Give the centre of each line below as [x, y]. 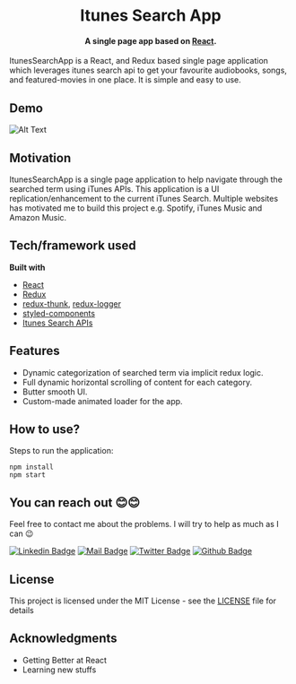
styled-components [59, 313]
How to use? [45, 430]
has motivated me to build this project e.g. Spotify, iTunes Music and [136, 208]
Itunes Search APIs [57, 323]
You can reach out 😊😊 [75, 502]
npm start [28, 475]
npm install [31, 467]
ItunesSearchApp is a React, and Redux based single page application [139, 61]
